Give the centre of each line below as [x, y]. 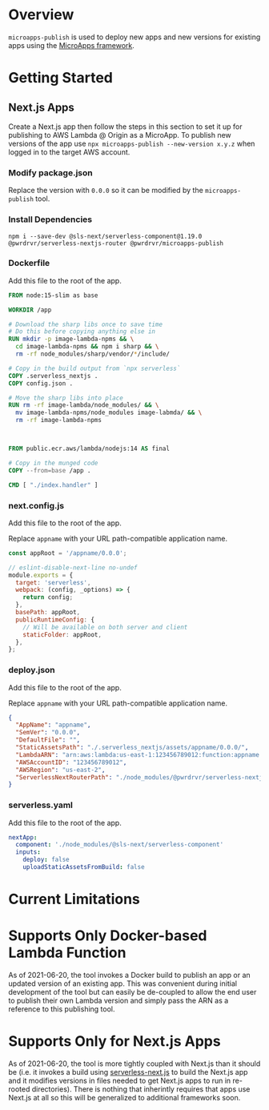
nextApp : [23, 837]
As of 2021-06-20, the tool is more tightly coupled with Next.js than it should [134, 1064]
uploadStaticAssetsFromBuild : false [84, 867]
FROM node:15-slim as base [53, 295]
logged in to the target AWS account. [69, 152]
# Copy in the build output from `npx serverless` [94, 368]
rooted [19, 1089]
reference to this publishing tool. [62, 1009]
